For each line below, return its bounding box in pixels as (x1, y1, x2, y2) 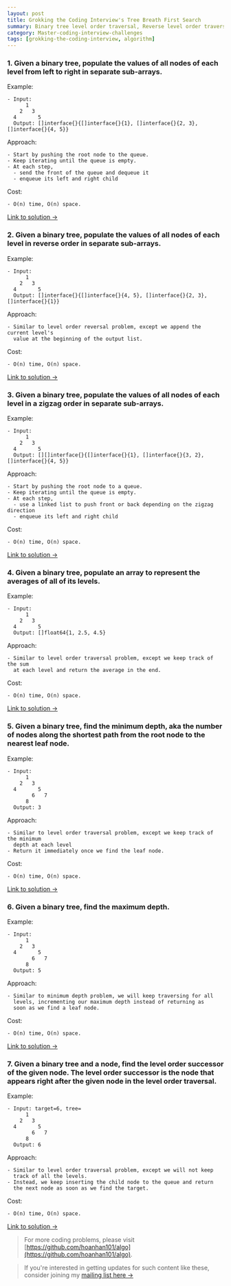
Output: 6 (13, 1141, 41, 1148)
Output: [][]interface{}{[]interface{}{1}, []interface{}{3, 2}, (13, 452, 205, 458)
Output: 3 (13, 803, 41, 811)
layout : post (7, 10, 45, 17)
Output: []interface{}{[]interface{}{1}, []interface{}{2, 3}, (13, 120, 198, 127)
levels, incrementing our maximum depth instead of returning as (13, 998, 205, 1005)
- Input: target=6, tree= (7, 1106, 81, 1113)
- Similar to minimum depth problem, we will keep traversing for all (7, 992, 214, 999)
